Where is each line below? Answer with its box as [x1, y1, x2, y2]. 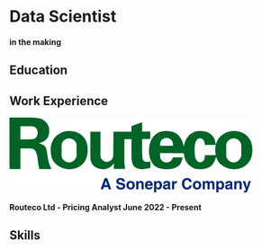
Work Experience [9, 93, 109, 109]
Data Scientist [9, 6, 117, 27]
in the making [9, 36, 61, 47]
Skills [9, 227, 41, 244]
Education [9, 63, 68, 78]
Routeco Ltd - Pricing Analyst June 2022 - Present [9, 201, 203, 212]
